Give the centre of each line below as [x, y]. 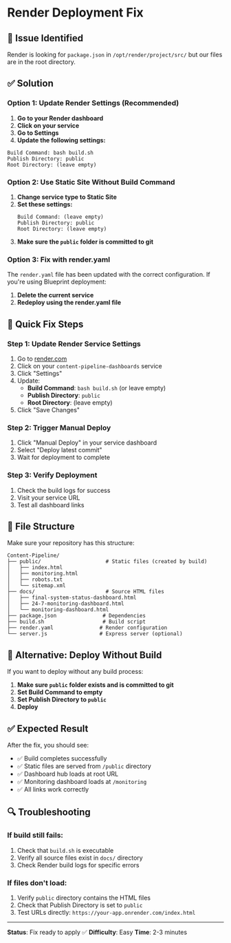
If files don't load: [37, 882]
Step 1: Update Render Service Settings [74, 343]
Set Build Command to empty [60, 692]
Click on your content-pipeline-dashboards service [90, 365]
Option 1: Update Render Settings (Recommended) [93, 103]
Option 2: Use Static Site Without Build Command [91, 182]
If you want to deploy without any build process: [75, 672]
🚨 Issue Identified [45, 38]
